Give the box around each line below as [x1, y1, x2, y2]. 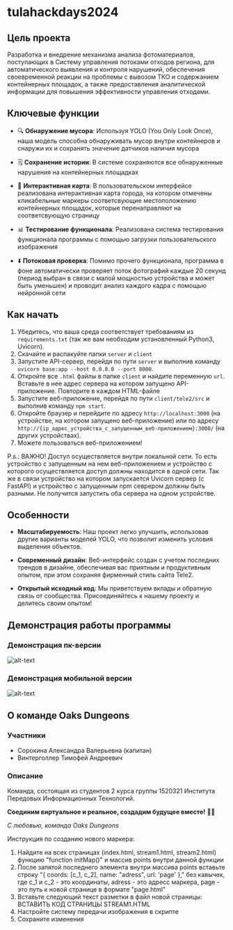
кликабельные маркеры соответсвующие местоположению [17, 196, 197, 204]
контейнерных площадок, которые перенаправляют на [17, 204, 182, 212]
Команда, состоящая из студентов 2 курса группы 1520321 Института [7, 787, 216, 795]
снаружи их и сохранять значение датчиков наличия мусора [17, 144, 200, 152]
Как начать [7, 309, 59, 321]
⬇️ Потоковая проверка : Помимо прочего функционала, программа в [17, 256, 224, 265]
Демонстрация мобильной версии [7, 673, 132, 683]
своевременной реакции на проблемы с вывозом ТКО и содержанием [7, 73, 219, 81]
